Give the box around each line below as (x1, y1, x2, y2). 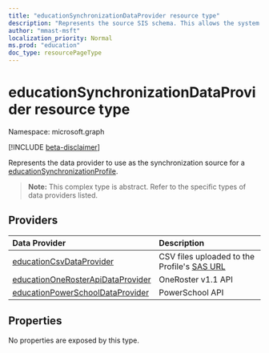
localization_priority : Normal (8, 34, 113, 42)
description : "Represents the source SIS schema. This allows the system (8, 19, 260, 27)
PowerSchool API (159, 287, 224, 298)
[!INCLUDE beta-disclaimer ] (8, 142, 100, 152)
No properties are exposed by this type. (8, 335, 140, 345)
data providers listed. (27, 190, 98, 200)
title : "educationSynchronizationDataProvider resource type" (8, 11, 220, 20)
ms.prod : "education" (8, 42, 81, 50)
